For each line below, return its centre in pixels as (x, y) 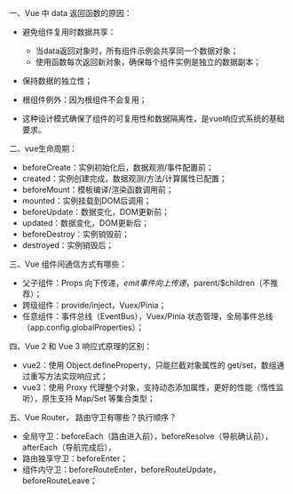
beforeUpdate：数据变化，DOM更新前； (96, 212)
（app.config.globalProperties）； (83, 327)
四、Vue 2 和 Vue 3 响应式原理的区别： (81, 346)
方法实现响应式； (77, 376)
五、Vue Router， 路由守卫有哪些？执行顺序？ (93, 417)
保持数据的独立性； (57, 81)
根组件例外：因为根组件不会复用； (84, 100)
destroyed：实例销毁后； (67, 245)
